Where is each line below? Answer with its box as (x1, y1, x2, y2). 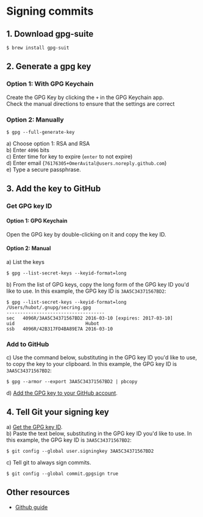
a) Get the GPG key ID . (6, 423, 63, 430)
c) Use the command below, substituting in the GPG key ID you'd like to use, (6, 354, 198, 361)
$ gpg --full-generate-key (6, 129, 75, 135)
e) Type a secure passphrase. (6, 166, 81, 173)
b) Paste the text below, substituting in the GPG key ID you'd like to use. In (6, 430, 192, 437)
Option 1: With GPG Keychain (6, 79, 94, 88)
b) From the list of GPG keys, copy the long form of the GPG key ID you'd (6, 280, 190, 288)
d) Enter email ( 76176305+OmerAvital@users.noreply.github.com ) (6, 159, 167, 166)
